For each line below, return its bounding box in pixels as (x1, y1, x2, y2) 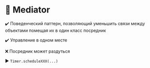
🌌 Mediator (5, 4, 50, 15)
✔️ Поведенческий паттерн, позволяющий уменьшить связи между (5, 20, 145, 26)
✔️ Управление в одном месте (5, 37, 67, 43)
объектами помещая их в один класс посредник (5, 27, 106, 33)
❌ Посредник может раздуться (5, 48, 70, 54)
